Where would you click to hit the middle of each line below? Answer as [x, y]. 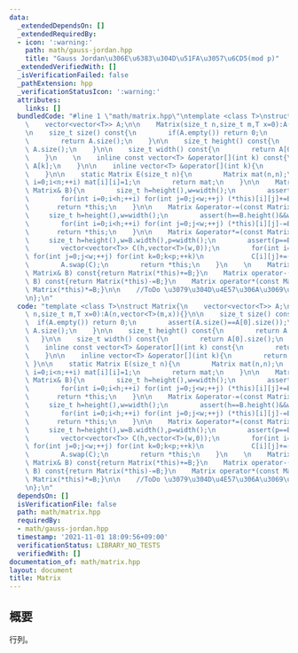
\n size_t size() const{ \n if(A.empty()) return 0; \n [146, 133]
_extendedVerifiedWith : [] [67, 67]
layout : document [41, 570]
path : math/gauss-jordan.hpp [79, 51]
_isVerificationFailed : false [73, 75]
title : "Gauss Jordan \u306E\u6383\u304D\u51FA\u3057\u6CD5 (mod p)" [152, 59]
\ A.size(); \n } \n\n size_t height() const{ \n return [152, 331]
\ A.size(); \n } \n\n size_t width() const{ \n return [150, 149]
